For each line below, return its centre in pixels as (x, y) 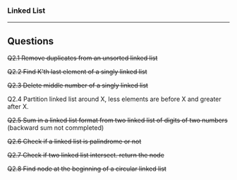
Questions (31, 41)
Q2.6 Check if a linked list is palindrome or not (74, 142)
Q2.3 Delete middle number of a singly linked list (78, 85)
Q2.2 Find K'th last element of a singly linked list (77, 72)
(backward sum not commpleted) (56, 128)
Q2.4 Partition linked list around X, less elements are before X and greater (115, 99)
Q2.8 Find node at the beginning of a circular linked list (87, 169)
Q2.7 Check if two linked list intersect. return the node (86, 155)
